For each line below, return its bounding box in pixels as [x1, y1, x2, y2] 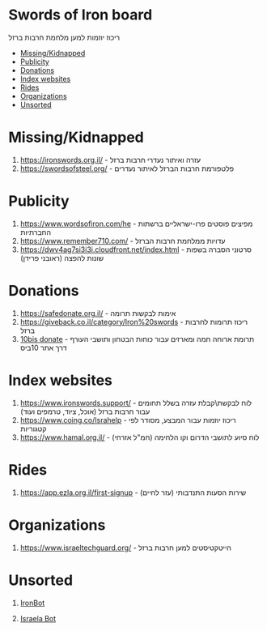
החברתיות [19, 227, 51, 237]
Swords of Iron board [8, 6, 153, 24]
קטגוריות [19, 424, 47, 433]
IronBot [19, 598, 45, 608]
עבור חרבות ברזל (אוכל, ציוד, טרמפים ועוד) [19, 407, 150, 416]
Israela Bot [19, 613, 57, 623]
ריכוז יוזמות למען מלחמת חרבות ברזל [8, 32, 121, 42]
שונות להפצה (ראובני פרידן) [19, 253, 104, 262]
